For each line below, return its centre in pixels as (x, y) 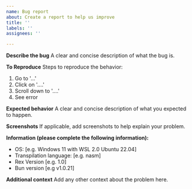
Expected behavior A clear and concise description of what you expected (96, 109)
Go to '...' (25, 79)
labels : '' (19, 28)
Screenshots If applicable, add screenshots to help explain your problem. (96, 126)
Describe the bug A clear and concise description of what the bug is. (90, 56)
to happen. (19, 115)
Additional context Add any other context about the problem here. (87, 180)
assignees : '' (24, 34)
